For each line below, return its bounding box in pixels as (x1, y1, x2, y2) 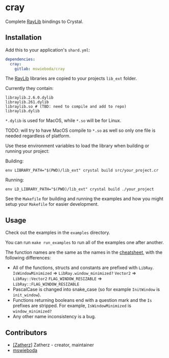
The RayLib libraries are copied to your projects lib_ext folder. (5, 76, 137, 82)
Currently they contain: (5, 85, 54, 91)
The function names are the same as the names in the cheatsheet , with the (5, 249, 162, 255)
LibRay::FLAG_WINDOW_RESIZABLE (12, 282, 80, 287)
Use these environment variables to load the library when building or (5, 142, 150, 149)
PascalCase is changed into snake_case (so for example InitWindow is (12, 287, 160, 293)
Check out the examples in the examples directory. (5, 229, 111, 236)
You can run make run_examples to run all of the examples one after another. (5, 240, 164, 246)
